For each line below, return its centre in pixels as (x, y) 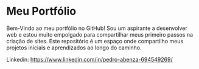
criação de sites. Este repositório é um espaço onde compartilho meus (95, 41)
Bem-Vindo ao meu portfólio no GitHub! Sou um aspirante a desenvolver (97, 28)
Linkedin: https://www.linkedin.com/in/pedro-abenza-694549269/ (89, 59)
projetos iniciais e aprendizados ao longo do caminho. (74, 48)
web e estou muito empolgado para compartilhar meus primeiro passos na (100, 34)
